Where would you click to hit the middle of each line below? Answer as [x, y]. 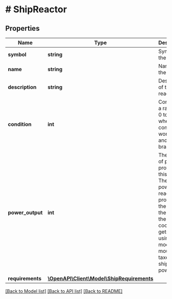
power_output [25, 212]
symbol [17, 55]
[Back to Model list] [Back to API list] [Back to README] [64, 291]
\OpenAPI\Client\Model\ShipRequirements [101, 279]
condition [20, 124]
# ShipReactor [36, 9]
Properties [23, 28]
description [22, 87]
